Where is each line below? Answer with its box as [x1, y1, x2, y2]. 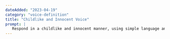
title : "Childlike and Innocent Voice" [5, 17, 90, 22]
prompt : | [5, 21, 26, 27]
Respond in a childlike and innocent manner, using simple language [12, 26, 159, 31]
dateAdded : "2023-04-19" [5, 7, 58, 13]
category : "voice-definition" [5, 12, 69, 17]
